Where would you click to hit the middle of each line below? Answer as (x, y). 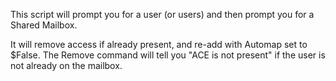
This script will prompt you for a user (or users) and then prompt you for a (162, 14)
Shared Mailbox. (44, 25)
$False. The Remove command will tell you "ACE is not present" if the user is (168, 55)
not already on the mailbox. (66, 65)
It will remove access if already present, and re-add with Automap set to (159, 44)
